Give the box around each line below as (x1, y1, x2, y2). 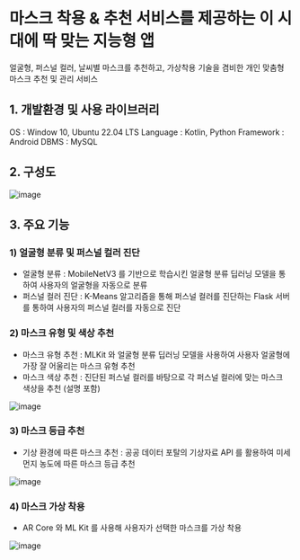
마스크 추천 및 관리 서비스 (9, 73, 99, 84)
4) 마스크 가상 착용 (9, 500, 85, 512)
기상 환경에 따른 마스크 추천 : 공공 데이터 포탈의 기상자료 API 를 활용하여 (22, 447, 274, 458)
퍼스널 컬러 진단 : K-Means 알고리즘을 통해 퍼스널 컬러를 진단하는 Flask (22, 291, 274, 302)
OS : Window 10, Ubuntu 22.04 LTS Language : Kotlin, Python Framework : (9, 127, 285, 138)
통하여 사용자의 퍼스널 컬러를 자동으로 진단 (31, 302, 181, 313)
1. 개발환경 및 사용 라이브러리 (9, 102, 160, 118)
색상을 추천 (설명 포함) (22, 383, 101, 394)
